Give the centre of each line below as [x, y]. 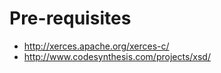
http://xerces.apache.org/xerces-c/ [96, 46]
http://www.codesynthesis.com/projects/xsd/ [117, 56]
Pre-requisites [70, 18]
